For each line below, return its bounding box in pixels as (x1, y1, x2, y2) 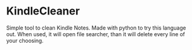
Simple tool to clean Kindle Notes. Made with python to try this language (6, 24, 186, 31)
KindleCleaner (6, 4, 80, 18)
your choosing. (6, 37, 44, 44)
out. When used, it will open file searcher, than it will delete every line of (6, 30, 185, 37)
